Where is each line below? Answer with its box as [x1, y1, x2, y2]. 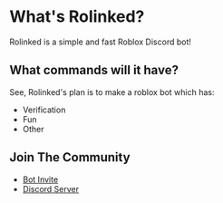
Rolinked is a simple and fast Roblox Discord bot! [9, 36, 192, 47]
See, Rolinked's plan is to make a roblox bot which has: [9, 86, 215, 97]
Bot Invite [22, 174, 59, 185]
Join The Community [9, 150, 131, 165]
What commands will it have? [9, 63, 179, 78]
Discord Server [22, 183, 80, 194]
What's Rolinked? [9, 6, 145, 27]
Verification [22, 104, 66, 115]
